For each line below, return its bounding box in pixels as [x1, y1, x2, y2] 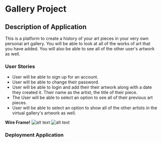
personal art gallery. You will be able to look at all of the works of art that [5, 41, 151, 47]
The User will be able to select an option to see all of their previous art [12, 95, 153, 100]
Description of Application [5, 23, 87, 31]
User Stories [5, 63, 36, 70]
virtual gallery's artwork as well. [12, 110, 76, 116]
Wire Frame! [5, 120, 31, 126]
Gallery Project [5, 3, 67, 15]
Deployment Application [5, 132, 64, 139]
